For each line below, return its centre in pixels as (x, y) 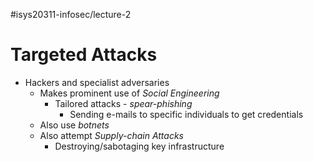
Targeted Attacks (84, 55)
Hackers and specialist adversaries (97, 82)
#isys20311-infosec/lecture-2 (71, 14)
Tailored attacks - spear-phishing (123, 103)
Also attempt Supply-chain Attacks (112, 135)
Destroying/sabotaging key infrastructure (139, 146)
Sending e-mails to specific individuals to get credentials (186, 114)
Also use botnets (74, 125)
